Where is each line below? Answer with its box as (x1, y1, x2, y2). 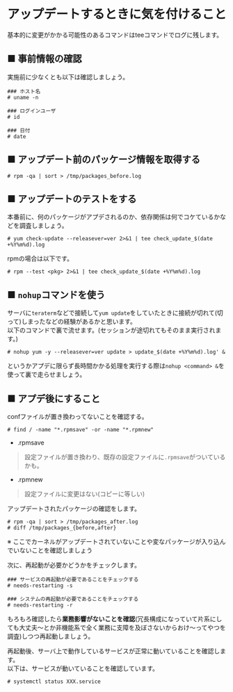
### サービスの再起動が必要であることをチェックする (7, 576, 139, 583)
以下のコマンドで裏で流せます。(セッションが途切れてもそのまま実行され (7, 326, 216, 334)
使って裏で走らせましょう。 (7, 370, 86, 379)
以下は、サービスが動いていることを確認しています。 (7, 664, 159, 673)
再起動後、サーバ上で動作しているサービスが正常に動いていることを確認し (7, 647, 220, 655)
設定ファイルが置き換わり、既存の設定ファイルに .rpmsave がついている (24, 453, 226, 461)
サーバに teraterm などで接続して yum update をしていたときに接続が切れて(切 (7, 308, 224, 317)
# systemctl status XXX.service (7, 678, 101, 685)
